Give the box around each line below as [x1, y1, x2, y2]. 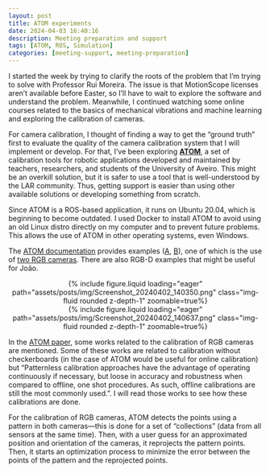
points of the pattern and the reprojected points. [8, 455, 168, 465]
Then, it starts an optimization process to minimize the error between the [8, 447, 251, 456]
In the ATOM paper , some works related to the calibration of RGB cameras [8, 337, 254, 347]
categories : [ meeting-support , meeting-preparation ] [8, 49, 189, 57]
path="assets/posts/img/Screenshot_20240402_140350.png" [11, 287, 217, 297]
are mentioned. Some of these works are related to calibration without [8, 346, 241, 355]
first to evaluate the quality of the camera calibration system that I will [8, 138, 240, 147]
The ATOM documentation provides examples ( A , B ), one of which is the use [8, 246, 263, 256]
